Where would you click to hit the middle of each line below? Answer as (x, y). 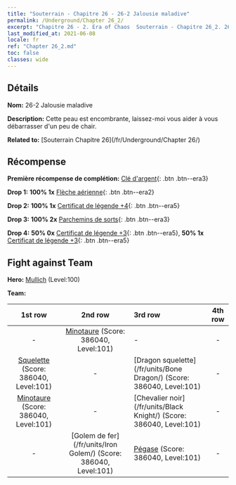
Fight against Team (50, 263)
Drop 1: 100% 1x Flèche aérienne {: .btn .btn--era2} (81, 192)
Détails (23, 88)
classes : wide (28, 60)
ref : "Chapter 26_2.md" (42, 46)
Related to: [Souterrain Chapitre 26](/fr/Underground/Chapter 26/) (104, 140)
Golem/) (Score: (96, 453)
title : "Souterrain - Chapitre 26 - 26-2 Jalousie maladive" (99, 14)
